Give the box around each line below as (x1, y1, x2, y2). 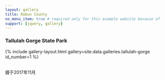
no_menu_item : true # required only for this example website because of (5, 16, 161, 21)
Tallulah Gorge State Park (5, 38, 68, 44)
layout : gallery (5, 7, 39, 12)
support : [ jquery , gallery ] (5, 21, 63, 26)
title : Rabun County (5, 12, 48, 17)
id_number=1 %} (5, 54, 39, 60)
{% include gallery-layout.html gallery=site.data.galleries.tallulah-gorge (5, 48, 150, 54)
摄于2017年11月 (5, 69, 36, 75)
